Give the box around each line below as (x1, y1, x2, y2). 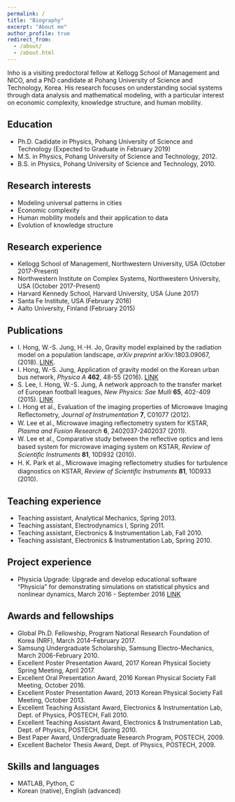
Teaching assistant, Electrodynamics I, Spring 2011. (17, 521, 166, 530)
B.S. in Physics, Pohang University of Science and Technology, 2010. (17, 159, 216, 168)
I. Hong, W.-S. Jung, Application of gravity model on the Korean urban (17, 366, 220, 374)
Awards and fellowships (7, 610, 114, 622)
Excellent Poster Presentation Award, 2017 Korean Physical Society (17, 658, 211, 667)
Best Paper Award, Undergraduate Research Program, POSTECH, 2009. (17, 733, 225, 741)
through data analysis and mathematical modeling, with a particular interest (7, 90, 225, 99)
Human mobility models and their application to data (17, 213, 169, 221)
